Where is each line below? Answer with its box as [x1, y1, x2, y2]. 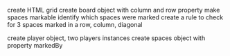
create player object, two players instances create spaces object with [7, 34, 206, 42]
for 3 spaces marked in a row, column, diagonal [7, 21, 143, 28]
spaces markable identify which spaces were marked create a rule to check [7, 13, 224, 21]
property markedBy [7, 41, 63, 49]
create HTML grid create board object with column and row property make [7, 6, 220, 14]
